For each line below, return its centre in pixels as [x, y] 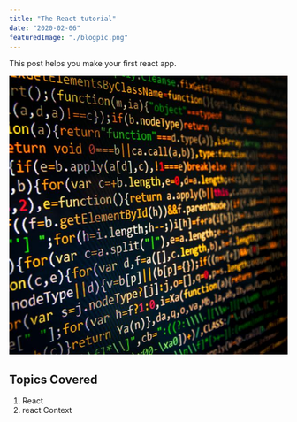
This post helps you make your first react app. [93, 64]
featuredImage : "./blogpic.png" [69, 37]
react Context [47, 410]
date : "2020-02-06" [45, 28]
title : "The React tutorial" [63, 19]
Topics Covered [53, 379]
